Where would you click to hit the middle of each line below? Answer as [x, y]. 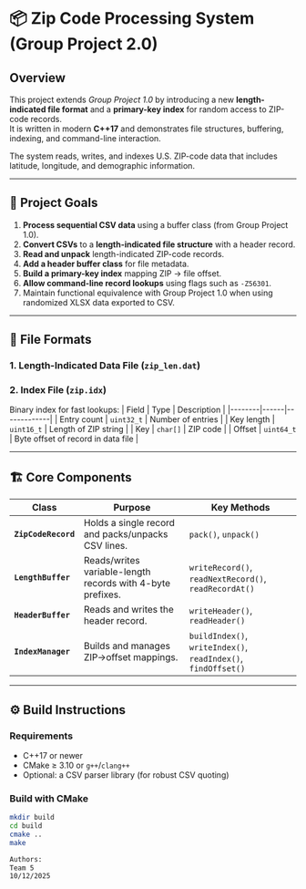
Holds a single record [129, 523]
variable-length [117, 572]
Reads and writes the [129, 610]
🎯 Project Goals [54, 203]
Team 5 [22, 868]
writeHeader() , [221, 611]
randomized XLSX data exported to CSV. [99, 302]
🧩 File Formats [51, 340]
